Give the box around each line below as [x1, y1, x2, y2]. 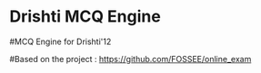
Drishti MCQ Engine [9, 6, 161, 27]
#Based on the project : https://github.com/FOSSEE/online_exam [9, 53, 252, 64]
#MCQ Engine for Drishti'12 [9, 36, 112, 47]
